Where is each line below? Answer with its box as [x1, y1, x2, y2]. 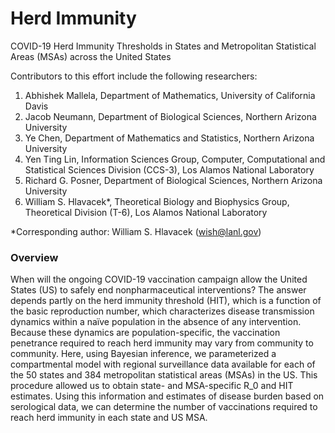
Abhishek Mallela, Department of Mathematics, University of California [24, 89, 316, 101]
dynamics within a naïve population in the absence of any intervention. [10, 316, 302, 328]
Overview [10, 250, 59, 264]
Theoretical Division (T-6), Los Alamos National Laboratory [24, 206, 268, 218]
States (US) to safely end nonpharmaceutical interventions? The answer [10, 284, 307, 296]
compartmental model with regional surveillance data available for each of [10, 358, 316, 371]
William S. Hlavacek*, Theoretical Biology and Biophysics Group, [24, 195, 290, 207]
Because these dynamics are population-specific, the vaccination [10, 327, 281, 339]
